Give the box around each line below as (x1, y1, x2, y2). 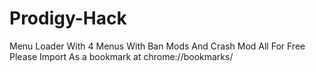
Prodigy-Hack (9, 7, 127, 30)
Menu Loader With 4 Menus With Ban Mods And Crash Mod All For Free (9, 40, 306, 52)
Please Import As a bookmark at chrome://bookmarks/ (9, 50, 234, 62)
